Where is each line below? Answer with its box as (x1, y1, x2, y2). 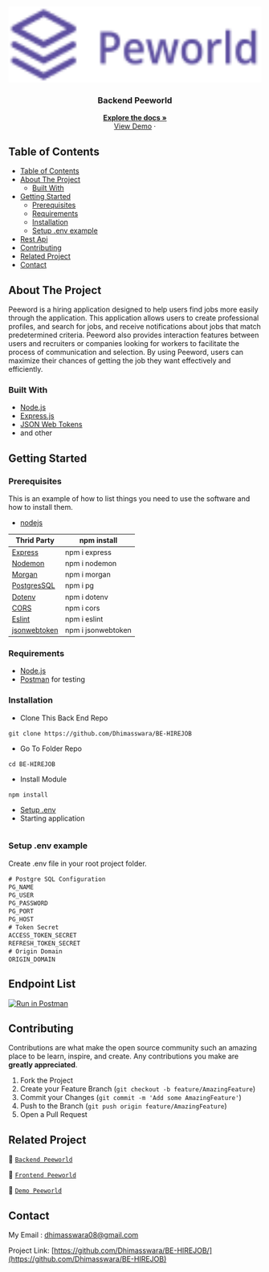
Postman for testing (19, 675, 86, 684)
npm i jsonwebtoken (65, 626, 132, 635)
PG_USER (8, 891, 35, 899)
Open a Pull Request (19, 1110, 88, 1119)
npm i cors (65, 603, 100, 613)
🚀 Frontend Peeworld (8, 1170, 76, 1180)
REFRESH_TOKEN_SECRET (8, 939, 81, 948)
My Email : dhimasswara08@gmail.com (8, 1230, 139, 1240)
